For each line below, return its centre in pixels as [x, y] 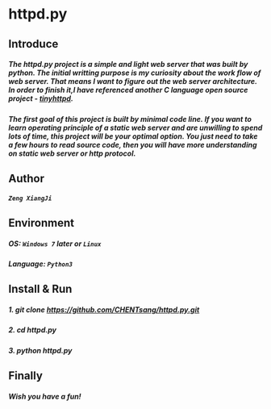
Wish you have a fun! [45, 396]
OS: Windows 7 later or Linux [55, 244]
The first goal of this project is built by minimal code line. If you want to [130, 119]
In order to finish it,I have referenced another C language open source [128, 90]
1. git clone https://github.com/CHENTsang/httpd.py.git [104, 309]
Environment [42, 223]
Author [26, 178]
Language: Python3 [41, 264]
